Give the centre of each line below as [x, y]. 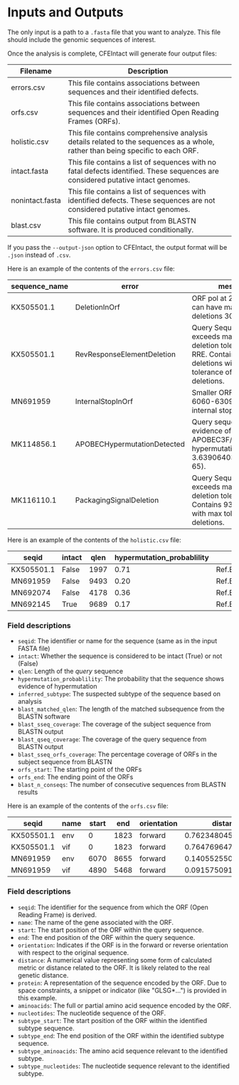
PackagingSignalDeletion [117, 500]
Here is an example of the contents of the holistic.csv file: [94, 540]
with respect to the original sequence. [73, 952]
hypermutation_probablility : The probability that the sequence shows [121, 679]
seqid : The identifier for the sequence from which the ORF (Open [113, 907]
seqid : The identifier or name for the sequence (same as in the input [117, 641]
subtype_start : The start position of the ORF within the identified [112, 1020]
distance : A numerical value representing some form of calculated [115, 960]
